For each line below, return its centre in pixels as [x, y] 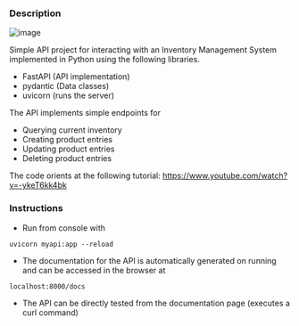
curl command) [50, 312]
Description [35, 13]
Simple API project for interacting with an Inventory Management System [143, 50]
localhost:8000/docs [48, 286]
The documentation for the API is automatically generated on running [149, 260]
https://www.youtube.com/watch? [225, 175]
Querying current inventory [72, 130]
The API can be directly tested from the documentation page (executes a [156, 303]
